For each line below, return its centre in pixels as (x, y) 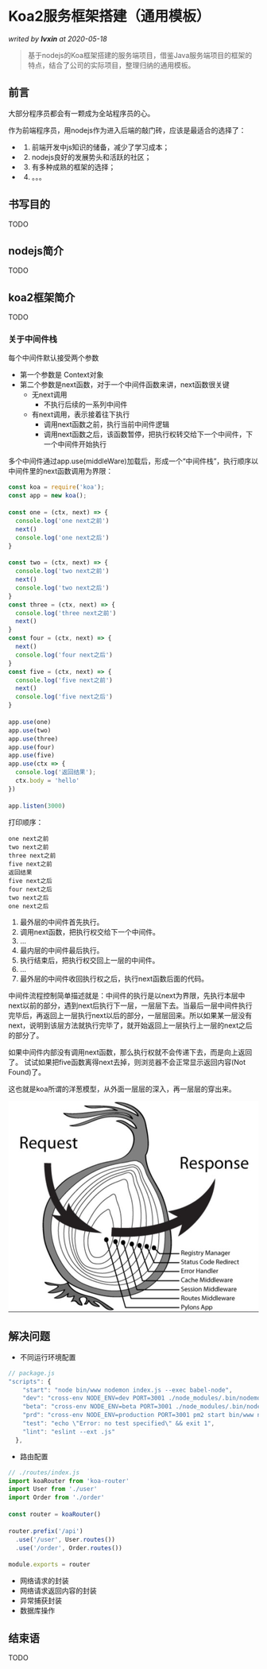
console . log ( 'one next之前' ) (62, 521)
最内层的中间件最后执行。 (62, 950)
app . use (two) (30, 730)
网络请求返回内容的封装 (58, 1591)
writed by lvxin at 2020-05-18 (58, 39)
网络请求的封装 (44, 1581)
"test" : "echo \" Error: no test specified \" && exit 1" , (119, 1423)
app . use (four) (32, 747)
